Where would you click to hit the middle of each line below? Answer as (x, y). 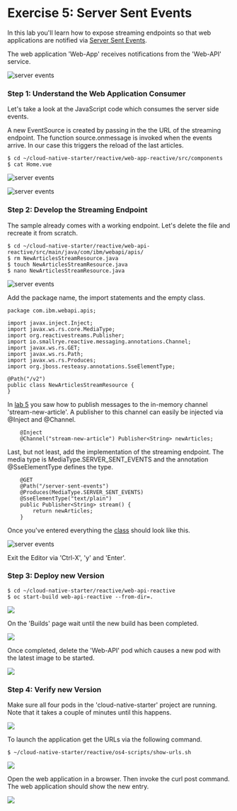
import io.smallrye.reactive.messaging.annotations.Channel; (99, 342)
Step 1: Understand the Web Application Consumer (97, 94)
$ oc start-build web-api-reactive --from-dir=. (80, 597)
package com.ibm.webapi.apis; (52, 311)
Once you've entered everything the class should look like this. (99, 530)
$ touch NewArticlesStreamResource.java (68, 264)
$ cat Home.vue (30, 164)
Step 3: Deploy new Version (56, 576)
